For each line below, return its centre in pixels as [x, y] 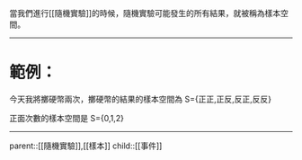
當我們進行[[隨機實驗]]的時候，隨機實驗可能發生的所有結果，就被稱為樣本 [145, 13]
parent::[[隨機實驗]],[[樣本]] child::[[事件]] [86, 146]
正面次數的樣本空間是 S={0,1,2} [67, 118]
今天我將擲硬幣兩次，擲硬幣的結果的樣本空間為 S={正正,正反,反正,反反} [141, 99]
